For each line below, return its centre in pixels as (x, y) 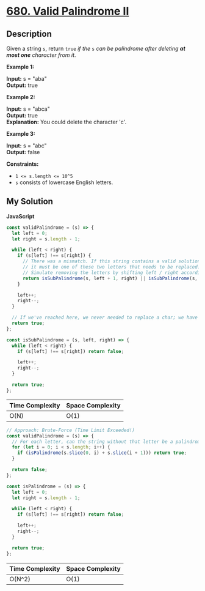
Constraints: (23, 164)
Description (29, 34)
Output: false (23, 152)
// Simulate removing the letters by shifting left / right (100, 273)
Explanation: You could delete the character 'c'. (67, 122)
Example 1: (20, 67)
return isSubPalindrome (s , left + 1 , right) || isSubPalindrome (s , (110, 278)
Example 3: (21, 134)
